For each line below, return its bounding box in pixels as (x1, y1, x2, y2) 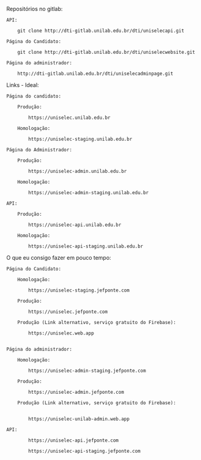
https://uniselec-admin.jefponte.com (28, 389, 124, 395)
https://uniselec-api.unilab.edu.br (28, 222, 122, 228)
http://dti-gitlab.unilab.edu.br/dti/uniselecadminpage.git (17, 70, 174, 77)
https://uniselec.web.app (28, 330, 95, 336)
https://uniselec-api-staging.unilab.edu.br (28, 243, 144, 249)
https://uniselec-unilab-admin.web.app (28, 416, 130, 422)
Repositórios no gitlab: (6, 6, 63, 12)
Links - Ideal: (6, 81, 39, 88)
